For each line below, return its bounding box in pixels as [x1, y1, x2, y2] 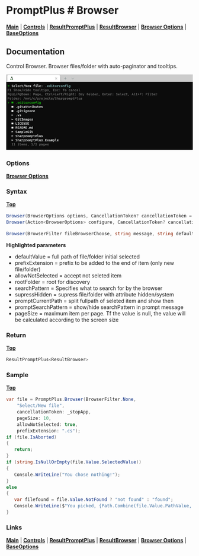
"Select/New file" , [17, 403, 65, 409]
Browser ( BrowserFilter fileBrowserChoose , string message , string [6, 230, 174, 236]
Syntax [6, 187, 27, 195]
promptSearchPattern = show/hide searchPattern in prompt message [14, 304, 184, 311]
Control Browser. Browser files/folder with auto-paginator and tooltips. [6, 62, 178, 69]
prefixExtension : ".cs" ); [17, 428, 81, 434]
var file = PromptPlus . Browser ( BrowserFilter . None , [6, 396, 136, 403]
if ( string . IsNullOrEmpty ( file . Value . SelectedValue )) [6, 459, 142, 465]
